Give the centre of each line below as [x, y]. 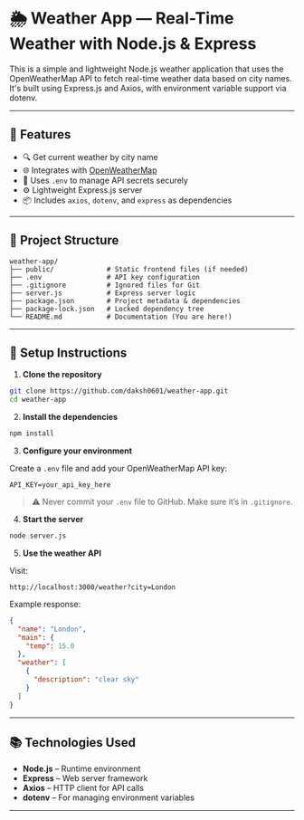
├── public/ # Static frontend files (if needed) [129, 269]
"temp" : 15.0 [50, 646]
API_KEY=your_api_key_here [60, 485]
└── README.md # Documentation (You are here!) [121, 317]
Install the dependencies [70, 417]
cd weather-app [38, 400]
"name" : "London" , [52, 629]
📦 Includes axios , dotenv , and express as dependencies [127, 200]
